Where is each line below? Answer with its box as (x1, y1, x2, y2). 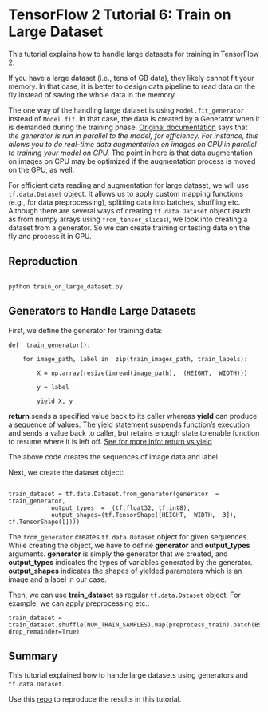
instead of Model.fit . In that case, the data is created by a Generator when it (8, 113, 260, 123)
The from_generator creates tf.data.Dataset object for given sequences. (8, 531, 249, 541)
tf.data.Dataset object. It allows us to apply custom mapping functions (8, 189, 244, 198)
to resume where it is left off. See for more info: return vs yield (8, 436, 213, 446)
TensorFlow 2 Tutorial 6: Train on (8, 6, 231, 24)
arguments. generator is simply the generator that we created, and (8, 549, 228, 559)
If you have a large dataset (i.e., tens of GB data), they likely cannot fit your (8, 73, 254, 82)
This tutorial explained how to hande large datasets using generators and (8, 670, 249, 680)
